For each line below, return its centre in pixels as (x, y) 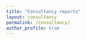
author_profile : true (33, 28)
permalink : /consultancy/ (38, 22)
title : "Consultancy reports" (44, 11)
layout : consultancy (32, 17)
